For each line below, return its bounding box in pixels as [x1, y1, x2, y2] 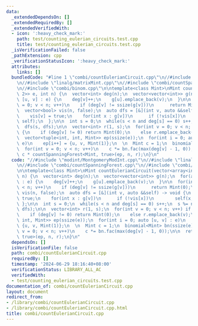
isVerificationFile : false [11, 244, 78, 251]
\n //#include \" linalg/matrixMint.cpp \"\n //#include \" [16, 80, 157, 86]
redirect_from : [6, 294, 44, 300]
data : [6, 8, 19, 15]
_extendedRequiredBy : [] [11, 19, 72, 25]
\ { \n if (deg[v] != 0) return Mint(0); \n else [16, 129, 151, 136]
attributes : [11, 63, 41, 70]
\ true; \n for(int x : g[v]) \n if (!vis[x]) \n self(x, [16, 195, 194, 201]
